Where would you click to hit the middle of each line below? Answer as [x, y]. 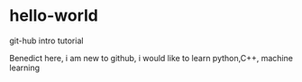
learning [25, 68]
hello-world [54, 16]
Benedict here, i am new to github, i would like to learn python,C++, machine [151, 58]
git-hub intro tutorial [46, 41]
